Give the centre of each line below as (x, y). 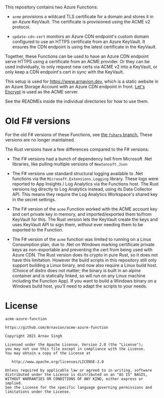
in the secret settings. (34, 199)
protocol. (21, 27)
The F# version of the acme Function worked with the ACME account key (85, 209)
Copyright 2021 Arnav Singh (34, 336)
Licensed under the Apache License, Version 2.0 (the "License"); (74, 345)
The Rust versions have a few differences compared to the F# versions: (77, 149)
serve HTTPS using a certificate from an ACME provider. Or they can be (78, 61)
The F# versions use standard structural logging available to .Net (78, 173)
